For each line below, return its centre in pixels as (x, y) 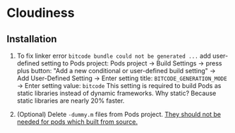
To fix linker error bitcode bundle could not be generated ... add (114, 56)
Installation (32, 39)
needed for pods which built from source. (77, 122)
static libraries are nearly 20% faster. (71, 101)
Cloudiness (41, 13)
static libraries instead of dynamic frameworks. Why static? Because (116, 93)
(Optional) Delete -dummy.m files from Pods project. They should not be (119, 114)
